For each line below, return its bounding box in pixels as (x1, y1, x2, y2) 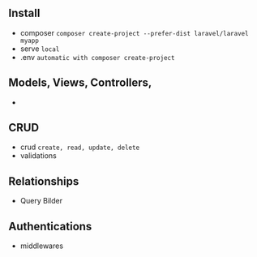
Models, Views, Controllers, (8, 76, 152, 90)
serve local (19, 44, 60, 54)
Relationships (8, 174, 79, 188)
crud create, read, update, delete (19, 142, 140, 152)
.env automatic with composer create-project (19, 52, 175, 62)
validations (19, 151, 57, 161)
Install (8, 6, 41, 20)
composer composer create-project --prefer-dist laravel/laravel (19, 28, 249, 37)
